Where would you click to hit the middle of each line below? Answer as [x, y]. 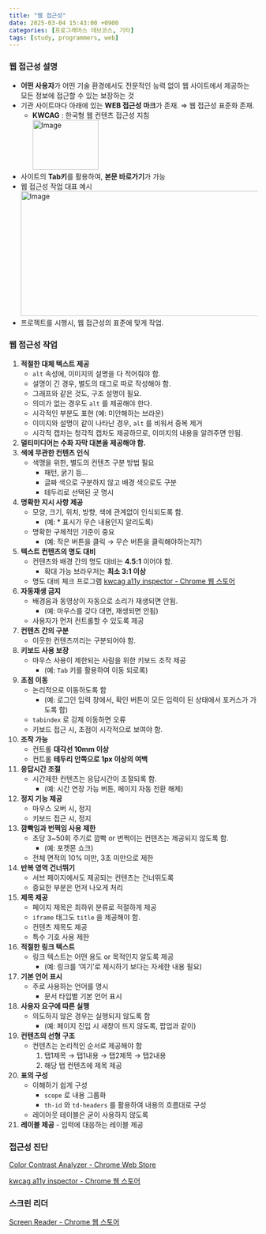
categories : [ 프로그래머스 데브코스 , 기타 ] [72, 30]
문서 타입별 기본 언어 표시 [83, 996]
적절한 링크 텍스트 [48, 946]
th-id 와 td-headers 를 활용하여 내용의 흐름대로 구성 [125, 1104]
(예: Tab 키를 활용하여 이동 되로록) [96, 670]
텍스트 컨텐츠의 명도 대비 [58, 551]
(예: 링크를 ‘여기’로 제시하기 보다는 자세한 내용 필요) [123, 966]
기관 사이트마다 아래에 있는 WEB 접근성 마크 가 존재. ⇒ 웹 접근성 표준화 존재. [137, 105]
